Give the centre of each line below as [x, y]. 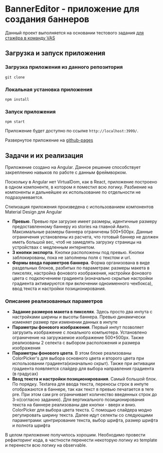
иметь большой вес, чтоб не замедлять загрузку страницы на [77, 242]
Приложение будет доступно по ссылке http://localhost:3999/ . [72, 131]
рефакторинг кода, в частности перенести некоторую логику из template [81, 440]
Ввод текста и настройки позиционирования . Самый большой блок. [84, 379]
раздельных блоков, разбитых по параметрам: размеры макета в [81, 268]
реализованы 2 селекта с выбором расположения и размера [76, 343]
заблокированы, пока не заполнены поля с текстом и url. [72, 258]
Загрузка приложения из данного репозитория [64, 67]
